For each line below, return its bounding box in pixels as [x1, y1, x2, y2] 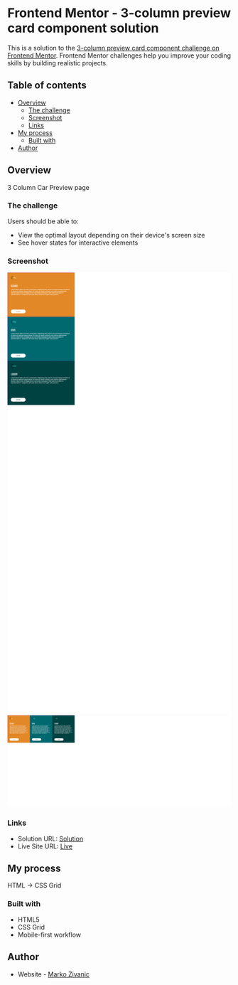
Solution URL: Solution [17, 834, 84, 843]
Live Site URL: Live [17, 841, 73, 851]
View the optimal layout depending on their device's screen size [17, 230, 205, 239]
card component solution [7, 20, 159, 36]
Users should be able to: [7, 217, 80, 225]
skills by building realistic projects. [7, 58, 108, 67]
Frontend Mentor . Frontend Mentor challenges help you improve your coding [7, 51, 232, 60]
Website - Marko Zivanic [17, 969, 90, 979]
